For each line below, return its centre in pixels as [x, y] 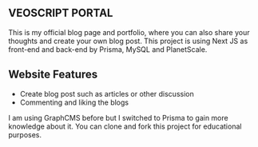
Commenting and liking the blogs [74, 102]
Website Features [53, 75]
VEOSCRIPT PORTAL [61, 13]
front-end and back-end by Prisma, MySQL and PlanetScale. [108, 49]
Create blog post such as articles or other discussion [107, 93]
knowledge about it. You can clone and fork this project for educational [125, 126]
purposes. [25, 134]
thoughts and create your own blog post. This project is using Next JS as [128, 41]
